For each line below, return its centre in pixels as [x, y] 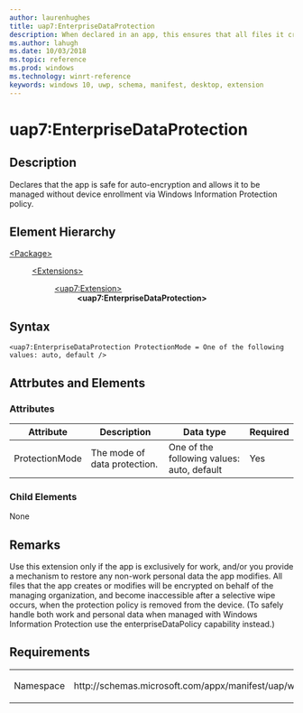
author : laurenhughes [50, 18]
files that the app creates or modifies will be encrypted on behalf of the [142, 586]
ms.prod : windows [42, 69]
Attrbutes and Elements [78, 383]
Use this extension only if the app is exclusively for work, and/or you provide [151, 567]
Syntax [30, 326]
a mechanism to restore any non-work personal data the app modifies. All [146, 576]
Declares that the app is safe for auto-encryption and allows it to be [135, 184]
